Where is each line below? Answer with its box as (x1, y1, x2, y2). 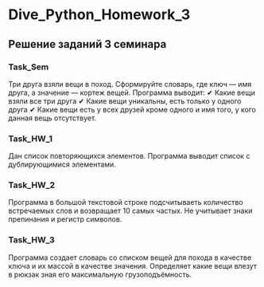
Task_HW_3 (8, 234, 56, 246)
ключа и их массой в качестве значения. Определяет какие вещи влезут (8, 261, 257, 270)
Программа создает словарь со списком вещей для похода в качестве (8, 253, 252, 262)
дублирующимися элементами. (8, 159, 117, 169)
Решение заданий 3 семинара (8, 37, 167, 51)
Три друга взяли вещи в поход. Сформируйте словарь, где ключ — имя (8, 79, 252, 88)
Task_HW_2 (8, 179, 56, 191)
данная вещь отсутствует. (8, 113, 97, 123)
